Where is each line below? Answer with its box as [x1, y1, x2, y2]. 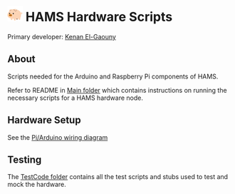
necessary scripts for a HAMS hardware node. [7, 93, 144, 102]
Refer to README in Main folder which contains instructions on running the [7, 86, 227, 94]
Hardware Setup [7, 114, 81, 126]
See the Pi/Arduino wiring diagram [7, 133, 108, 141]
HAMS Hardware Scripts [25, 9, 173, 25]
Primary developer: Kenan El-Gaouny [7, 32, 116, 41]
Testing [7, 153, 42, 165]
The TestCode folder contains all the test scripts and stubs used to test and [7, 173, 229, 181]
